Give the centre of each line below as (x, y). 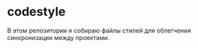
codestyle (36, 12)
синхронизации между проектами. (58, 37)
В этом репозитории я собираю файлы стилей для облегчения (99, 30)
